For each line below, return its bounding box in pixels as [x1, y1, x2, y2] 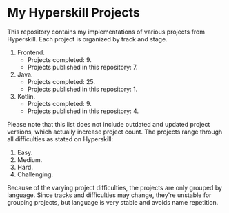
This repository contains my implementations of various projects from [7, 28, 206, 36]
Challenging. [17, 170, 54, 179]
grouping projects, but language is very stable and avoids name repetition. [7, 198, 219, 206]
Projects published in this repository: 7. [27, 63, 138, 71]
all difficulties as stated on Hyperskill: [7, 134, 114, 143]
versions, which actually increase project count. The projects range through [7, 128, 223, 136]
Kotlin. [17, 92, 36, 101]
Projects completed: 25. [27, 77, 95, 85]
